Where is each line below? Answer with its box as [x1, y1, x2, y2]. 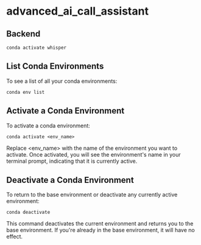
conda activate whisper [6, 44, 67, 51]
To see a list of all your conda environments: [6, 77, 118, 85]
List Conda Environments [6, 61, 104, 71]
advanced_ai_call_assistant [6, 4, 149, 18]
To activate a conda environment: [6, 122, 90, 129]
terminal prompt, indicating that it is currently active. [6, 157, 138, 165]
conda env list [6, 89, 45, 95]
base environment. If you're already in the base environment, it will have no [6, 227, 195, 234]
